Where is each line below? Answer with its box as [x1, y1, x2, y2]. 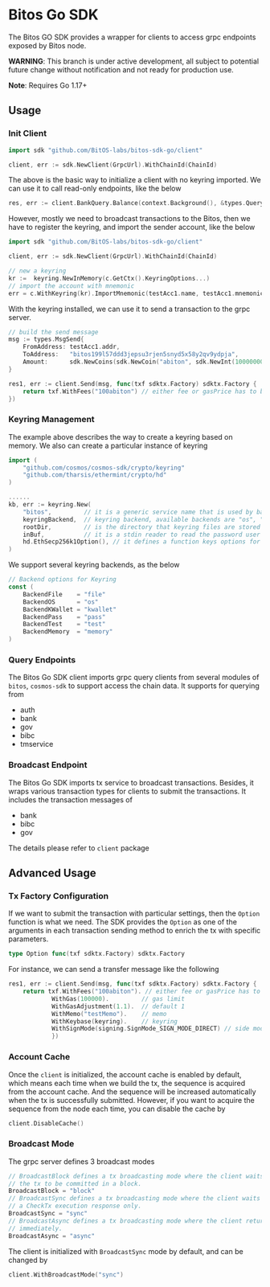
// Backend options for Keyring [8, 576, 117, 584]
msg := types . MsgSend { [8, 335, 84, 343]
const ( [8, 583, 35, 592]
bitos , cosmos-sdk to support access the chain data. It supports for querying [8, 681, 260, 691]
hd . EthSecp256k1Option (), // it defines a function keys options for [22, 538, 261, 546]
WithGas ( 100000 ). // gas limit [51, 994, 185, 1002]
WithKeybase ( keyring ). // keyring [51, 1017, 178, 1026]
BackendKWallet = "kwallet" [22, 605, 117, 613]
